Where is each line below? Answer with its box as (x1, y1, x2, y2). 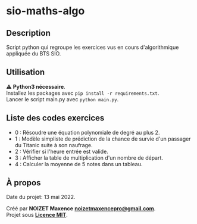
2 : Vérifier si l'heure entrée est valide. (14, 148, 108, 155)
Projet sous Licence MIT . (6, 211, 68, 219)
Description (6, 28, 51, 38)
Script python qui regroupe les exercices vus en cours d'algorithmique (6, 43, 179, 51)
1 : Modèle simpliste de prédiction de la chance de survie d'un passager (14, 135, 192, 142)
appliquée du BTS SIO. (6, 50, 61, 57)
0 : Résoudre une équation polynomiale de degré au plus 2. (14, 129, 160, 136)
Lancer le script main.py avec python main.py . (6, 95, 119, 102)
